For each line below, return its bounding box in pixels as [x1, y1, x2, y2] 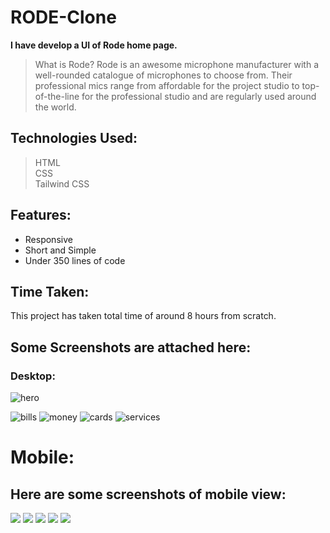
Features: [10, 207, 72, 224]
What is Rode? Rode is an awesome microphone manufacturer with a [34, 58, 319, 70]
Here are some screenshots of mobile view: [10, 486, 287, 503]
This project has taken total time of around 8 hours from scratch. [10, 310, 277, 322]
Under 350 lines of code [24, 254, 126, 266]
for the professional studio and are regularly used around [81, 90, 317, 102]
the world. [34, 101, 77, 113]
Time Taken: [10, 283, 90, 300]
